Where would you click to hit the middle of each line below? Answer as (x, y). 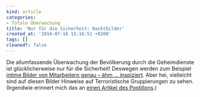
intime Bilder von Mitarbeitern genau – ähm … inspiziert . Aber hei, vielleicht (99, 75)
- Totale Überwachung (33, 23)
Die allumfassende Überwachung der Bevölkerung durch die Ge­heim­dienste (100, 62)
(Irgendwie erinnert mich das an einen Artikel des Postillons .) (82, 87)
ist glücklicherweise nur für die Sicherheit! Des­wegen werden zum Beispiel (99, 68)
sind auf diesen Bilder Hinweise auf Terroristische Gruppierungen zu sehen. (100, 81)
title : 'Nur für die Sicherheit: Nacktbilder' (65, 28)
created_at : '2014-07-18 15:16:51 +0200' (59, 34)
